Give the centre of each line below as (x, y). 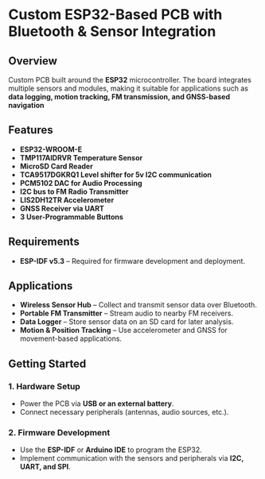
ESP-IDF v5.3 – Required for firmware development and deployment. (132, 261)
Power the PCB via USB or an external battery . (97, 404)
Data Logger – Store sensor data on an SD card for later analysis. (127, 322)
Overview (33, 61)
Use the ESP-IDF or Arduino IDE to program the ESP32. (111, 450)
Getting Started (47, 363)
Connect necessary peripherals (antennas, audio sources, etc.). (124, 412)
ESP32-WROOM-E (51, 149)
